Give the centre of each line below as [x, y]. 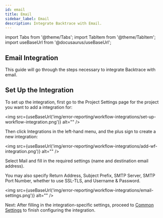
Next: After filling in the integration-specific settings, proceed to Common [79, 205]
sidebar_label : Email [27, 19]
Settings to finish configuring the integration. [50, 210]
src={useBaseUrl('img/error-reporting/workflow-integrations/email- [85, 190]
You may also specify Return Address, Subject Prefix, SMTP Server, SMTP [80, 175]
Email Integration [32, 58]
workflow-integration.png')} [33, 122]
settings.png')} [20, 195]
